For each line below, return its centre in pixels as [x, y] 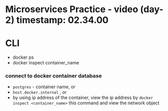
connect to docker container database [53, 76]
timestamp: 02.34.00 [62, 20]
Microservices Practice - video [72, 9]
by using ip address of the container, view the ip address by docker [83, 98]
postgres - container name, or [44, 87]
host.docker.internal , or [40, 92]
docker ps [23, 57]
